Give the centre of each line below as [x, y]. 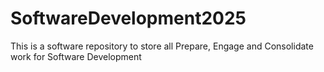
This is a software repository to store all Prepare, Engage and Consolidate [162, 46]
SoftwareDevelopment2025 [128, 18]
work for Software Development [76, 56]
